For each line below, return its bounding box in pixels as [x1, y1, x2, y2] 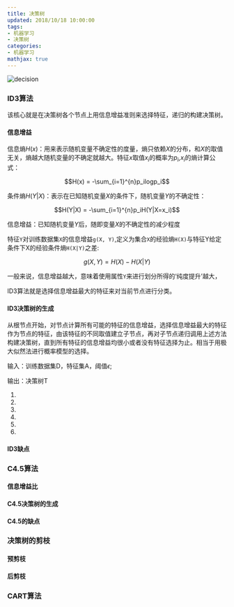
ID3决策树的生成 [7, 304, 54, 313]
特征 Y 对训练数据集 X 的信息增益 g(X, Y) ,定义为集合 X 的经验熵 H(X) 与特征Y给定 [7, 235, 221, 243]
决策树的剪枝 [7, 536, 51, 546]
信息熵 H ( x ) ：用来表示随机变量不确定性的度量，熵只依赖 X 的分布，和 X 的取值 [7, 144, 224, 153]
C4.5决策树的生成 [7, 500, 58, 508]
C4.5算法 [7, 463, 38, 473]
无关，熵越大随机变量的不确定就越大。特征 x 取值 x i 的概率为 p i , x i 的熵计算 [7, 153, 210, 164]
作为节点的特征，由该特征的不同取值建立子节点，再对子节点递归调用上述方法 [7, 329, 227, 338]
